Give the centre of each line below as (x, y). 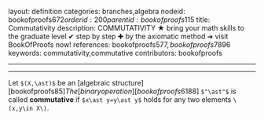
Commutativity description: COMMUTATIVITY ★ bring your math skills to (126, 28)
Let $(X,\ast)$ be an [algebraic (59, 83)
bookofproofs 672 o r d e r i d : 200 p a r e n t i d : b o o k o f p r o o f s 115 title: (109, 20)
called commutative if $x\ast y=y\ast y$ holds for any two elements (120, 100)
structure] (128, 83)
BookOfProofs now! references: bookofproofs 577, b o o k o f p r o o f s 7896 (119, 45)
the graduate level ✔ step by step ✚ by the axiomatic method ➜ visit (118, 36)
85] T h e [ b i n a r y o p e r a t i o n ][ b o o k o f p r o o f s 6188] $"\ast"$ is (146, 91)
